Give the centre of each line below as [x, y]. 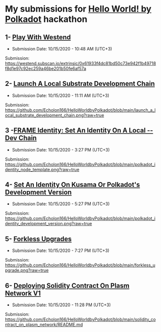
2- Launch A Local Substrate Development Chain [80, 84]
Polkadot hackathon [46, 19]
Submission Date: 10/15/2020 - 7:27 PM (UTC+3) [61, 250]
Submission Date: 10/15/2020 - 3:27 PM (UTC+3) [61, 149]
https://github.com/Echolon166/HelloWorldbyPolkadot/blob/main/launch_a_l [80, 110]
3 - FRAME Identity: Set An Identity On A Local [75, 130]
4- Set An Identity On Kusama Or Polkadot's [73, 185]
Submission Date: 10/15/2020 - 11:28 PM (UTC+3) [61, 305]
